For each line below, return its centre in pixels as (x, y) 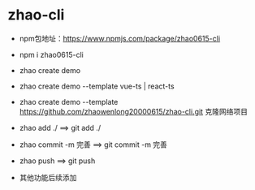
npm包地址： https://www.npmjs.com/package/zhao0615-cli (120, 38)
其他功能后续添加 (48, 177)
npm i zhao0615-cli (52, 54)
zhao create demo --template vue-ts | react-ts (97, 86)
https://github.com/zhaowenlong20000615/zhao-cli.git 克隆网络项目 (134, 111)
